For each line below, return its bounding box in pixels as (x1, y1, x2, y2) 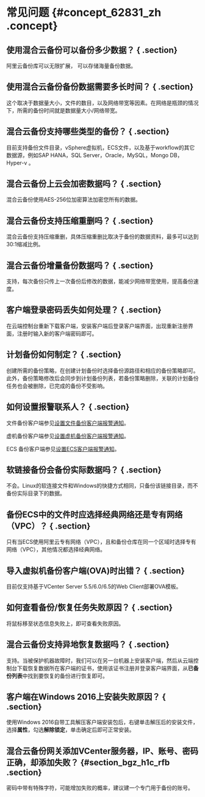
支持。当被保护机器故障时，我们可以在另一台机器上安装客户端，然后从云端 (6, 656, 193, 664)
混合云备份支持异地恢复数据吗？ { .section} (6, 639, 170, 650)
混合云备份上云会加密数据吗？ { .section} (6, 178, 162, 189)
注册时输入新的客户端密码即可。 (16, 329, 98, 337)
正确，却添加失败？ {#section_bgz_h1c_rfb (6, 757, 170, 768)
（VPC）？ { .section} (6, 521, 91, 531)
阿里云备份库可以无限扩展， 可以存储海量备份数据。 (6, 62, 136, 69)
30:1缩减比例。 (6, 241, 44, 248)
